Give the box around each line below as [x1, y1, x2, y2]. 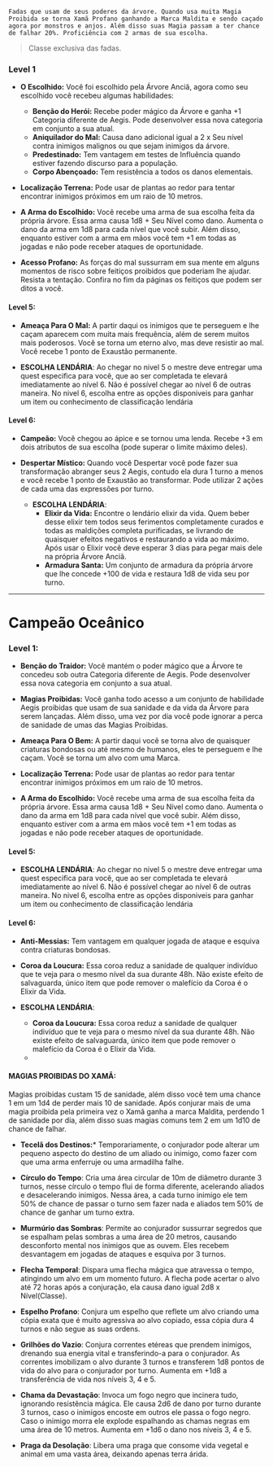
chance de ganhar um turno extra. [19, 1207, 135, 1217]
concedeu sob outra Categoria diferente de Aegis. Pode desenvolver [19, 670, 250, 680]
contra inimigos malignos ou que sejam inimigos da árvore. [32, 141, 230, 151]
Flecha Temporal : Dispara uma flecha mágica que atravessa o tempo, [19, 1264, 254, 1274]
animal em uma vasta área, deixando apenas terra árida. [19, 1449, 209, 1459]
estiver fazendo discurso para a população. [32, 159, 179, 169]
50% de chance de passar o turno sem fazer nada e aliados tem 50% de [19, 1198, 264, 1208]
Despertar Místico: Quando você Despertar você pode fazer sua [19, 458, 238, 467]
